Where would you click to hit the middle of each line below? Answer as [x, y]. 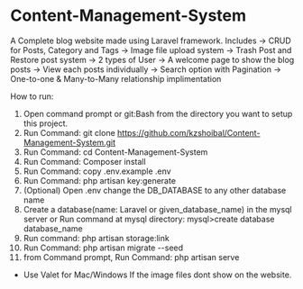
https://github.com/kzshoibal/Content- [188, 132]
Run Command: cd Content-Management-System [115, 152]
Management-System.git [69, 142]
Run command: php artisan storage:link [96, 238]
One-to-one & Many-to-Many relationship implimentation [116, 78]
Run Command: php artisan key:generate [100, 180]
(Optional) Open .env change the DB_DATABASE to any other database [155, 190]
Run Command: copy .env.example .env [97, 171]
